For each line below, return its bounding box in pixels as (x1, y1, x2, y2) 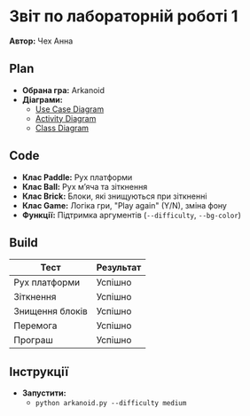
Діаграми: (21, 94, 64, 105)
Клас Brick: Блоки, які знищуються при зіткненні (21, 191, 207, 201)
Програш (13, 334, 53, 347)
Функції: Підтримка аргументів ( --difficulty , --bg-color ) (21, 209, 242, 220)
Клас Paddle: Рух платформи (21, 171, 133, 183)
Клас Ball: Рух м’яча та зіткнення (21, 181, 148, 192)
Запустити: (21, 388, 66, 398)
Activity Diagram (35, 113, 97, 123)
